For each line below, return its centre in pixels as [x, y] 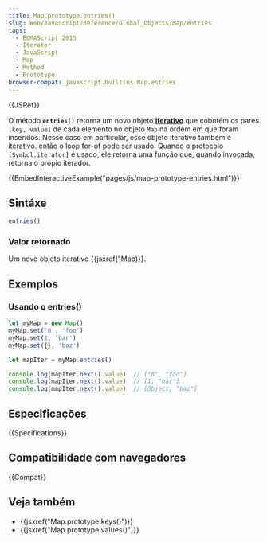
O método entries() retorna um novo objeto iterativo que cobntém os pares [134, 120]
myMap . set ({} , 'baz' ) [44, 345]
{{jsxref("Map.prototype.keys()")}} [77, 521]
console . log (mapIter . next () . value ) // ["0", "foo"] [98, 374]
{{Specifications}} [38, 433]
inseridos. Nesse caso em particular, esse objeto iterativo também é [120, 137]
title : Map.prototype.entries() [62, 16]
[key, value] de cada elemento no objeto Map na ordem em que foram [124, 129]
